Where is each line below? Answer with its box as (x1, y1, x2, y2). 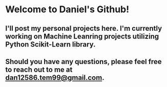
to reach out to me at (5, 65, 73, 74)
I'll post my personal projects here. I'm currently (5, 24, 162, 33)
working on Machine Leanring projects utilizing (5, 32, 159, 40)
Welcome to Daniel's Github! (5, 4, 130, 15)
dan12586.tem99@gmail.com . (5, 73, 105, 82)
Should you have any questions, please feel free (5, 57, 162, 66)
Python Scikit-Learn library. (5, 40, 96, 49)
